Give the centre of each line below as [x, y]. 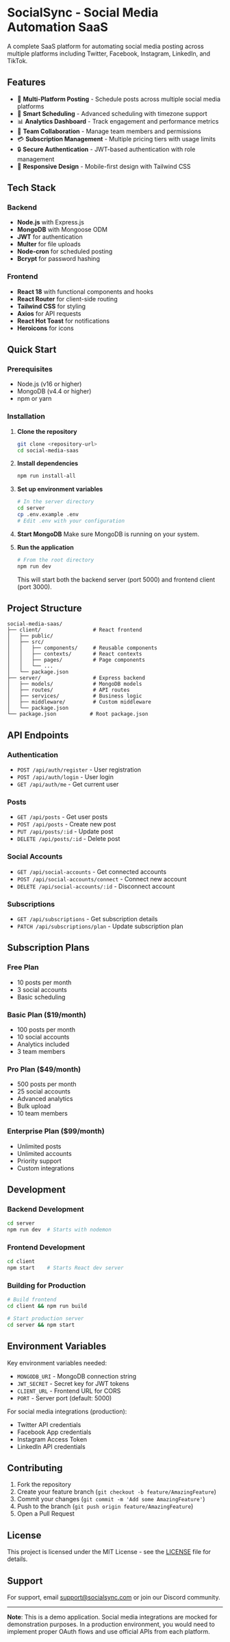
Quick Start [32, 350]
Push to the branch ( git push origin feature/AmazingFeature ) [105, 1506]
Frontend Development [46, 1247]
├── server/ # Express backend [76, 678]
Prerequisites [30, 369]
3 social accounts [42, 989]
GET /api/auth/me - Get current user [68, 785]
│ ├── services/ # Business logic [75, 696]
